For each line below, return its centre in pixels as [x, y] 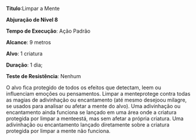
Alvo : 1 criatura [24, 54]
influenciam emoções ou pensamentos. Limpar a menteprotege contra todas [98, 94]
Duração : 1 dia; [24, 65]
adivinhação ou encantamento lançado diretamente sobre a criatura [88, 125]
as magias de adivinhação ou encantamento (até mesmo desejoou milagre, [97, 100]
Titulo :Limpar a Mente [33, 8]
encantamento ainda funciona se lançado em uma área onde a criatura [91, 112]
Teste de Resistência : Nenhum [44, 76]
